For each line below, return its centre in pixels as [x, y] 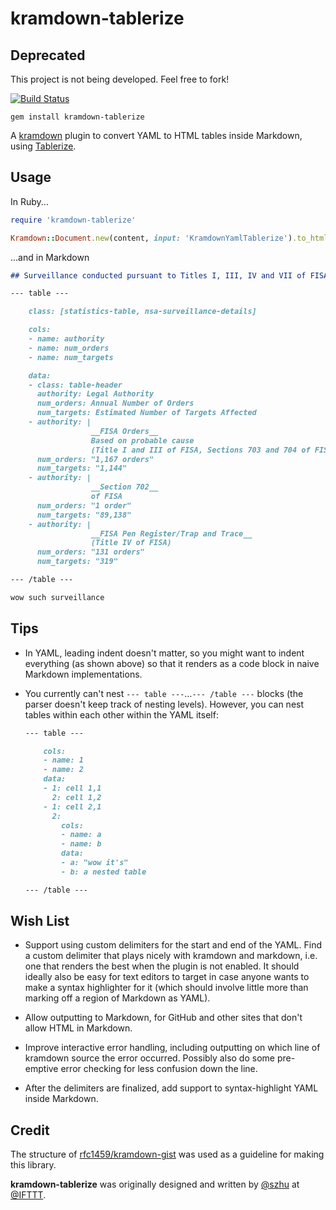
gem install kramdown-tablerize [77, 117]
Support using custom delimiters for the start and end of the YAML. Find [173, 945]
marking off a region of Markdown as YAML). [117, 998]
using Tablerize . [43, 146]
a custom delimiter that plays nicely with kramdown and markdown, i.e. [171, 956]
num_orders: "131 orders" [90, 552]
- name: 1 [63, 760]
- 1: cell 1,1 [72, 788]
